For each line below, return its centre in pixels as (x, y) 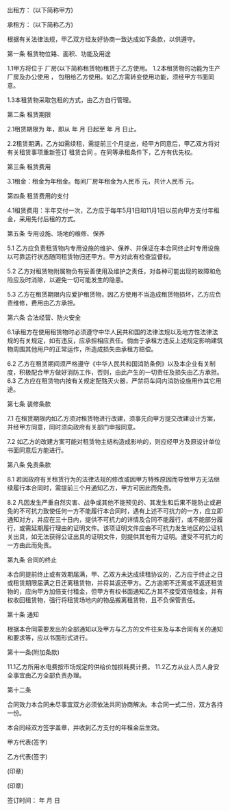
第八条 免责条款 (29, 465)
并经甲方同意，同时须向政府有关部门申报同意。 (73, 427)
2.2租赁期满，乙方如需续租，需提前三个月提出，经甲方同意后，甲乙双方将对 (114, 144)
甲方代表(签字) (27, 742)
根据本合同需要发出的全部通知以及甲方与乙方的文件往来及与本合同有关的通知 (115, 629)
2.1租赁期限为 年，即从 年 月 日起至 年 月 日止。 (74, 129)
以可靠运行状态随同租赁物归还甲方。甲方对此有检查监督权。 (91, 257)
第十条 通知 (23, 614)
